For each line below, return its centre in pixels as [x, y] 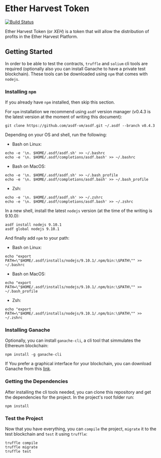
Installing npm [21, 91]
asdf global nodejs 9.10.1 [32, 229]
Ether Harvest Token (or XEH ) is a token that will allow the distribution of [77, 31]
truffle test [18, 451]
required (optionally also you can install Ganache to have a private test [75, 69]
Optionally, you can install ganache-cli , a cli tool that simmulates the [73, 340]
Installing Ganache [28, 330]
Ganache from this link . [28, 369]
